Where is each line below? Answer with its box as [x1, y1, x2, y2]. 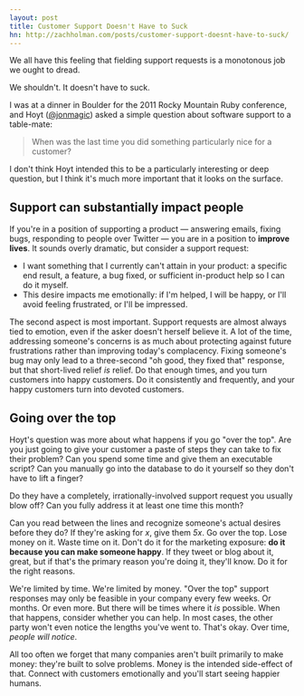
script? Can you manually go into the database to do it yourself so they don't [9, 463, 294, 474]
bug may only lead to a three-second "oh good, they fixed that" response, [9, 355, 285, 366]
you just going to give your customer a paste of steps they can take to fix [9, 444, 282, 454]
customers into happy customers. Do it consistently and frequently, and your [9, 374, 295, 385]
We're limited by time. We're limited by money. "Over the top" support [9, 584, 270, 594]
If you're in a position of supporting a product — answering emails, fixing [9, 224, 281, 235]
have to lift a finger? [9, 473, 84, 483]
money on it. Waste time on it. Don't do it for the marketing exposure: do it [9, 536, 286, 547]
